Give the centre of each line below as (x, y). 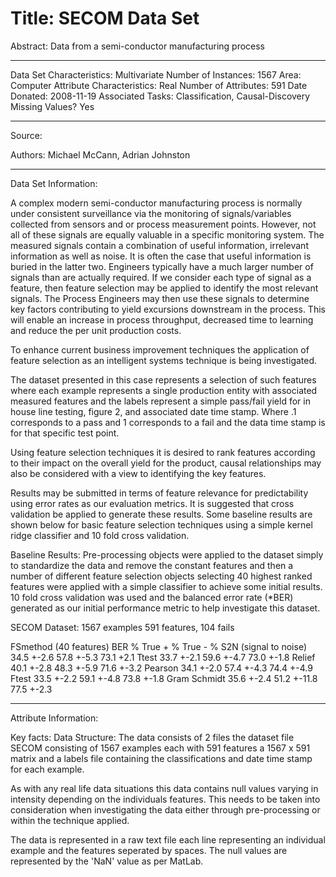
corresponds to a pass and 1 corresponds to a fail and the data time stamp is (168, 422)
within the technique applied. (70, 820)
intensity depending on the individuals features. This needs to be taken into (165, 799)
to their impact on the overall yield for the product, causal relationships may (166, 463)
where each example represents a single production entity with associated (164, 390)
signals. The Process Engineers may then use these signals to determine (160, 298)
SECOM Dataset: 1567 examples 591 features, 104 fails (122, 627)
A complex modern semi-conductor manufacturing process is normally (156, 203)
